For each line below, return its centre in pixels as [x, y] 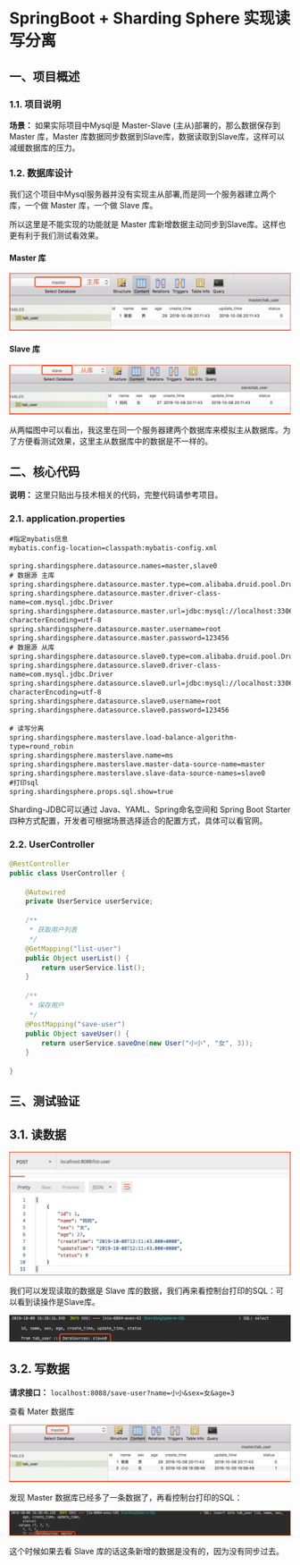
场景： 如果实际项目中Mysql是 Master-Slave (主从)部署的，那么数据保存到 [145, 125]
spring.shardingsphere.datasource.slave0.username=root [115, 701]
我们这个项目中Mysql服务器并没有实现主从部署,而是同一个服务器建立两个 [143, 194]
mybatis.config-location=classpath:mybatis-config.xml [113, 548]
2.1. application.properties [67, 519]
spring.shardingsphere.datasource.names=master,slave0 [113, 566]
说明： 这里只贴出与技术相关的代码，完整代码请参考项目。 [116, 495]
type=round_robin [42, 746]
